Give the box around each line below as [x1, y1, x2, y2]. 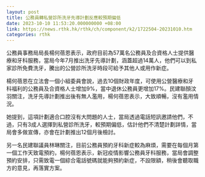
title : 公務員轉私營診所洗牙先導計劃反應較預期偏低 [6, 15, 121, 21]
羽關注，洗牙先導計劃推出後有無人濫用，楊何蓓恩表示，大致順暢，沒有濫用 [6, 93, 193, 100]
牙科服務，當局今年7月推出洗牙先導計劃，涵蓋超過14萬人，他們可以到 [16, 57, 192, 64]
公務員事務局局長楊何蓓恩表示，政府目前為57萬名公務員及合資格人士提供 [6, 49, 189, 57]
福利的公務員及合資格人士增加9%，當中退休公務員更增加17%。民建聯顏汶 [11, 85, 196, 92]
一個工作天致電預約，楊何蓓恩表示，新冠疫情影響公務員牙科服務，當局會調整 [6, 149, 199, 156]
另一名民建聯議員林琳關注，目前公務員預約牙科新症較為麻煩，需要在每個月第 [6, 142, 199, 149]
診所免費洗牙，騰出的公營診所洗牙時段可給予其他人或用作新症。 [11, 65, 172, 72]
